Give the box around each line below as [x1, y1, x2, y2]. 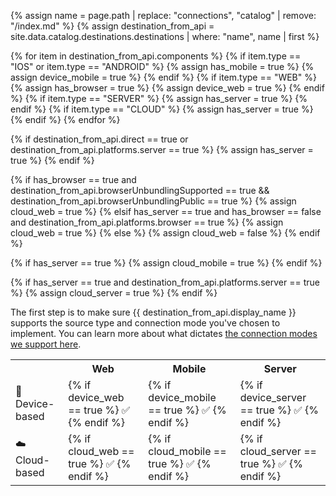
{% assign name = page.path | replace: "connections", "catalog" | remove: [10, 10, 317, 21]
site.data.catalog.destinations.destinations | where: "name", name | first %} [10, 31, 320, 42]
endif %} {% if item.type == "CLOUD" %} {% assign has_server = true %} [10, 103, 314, 115]
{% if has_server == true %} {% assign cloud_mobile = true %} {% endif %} [10, 257, 323, 269]
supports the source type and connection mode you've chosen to [10, 317, 281, 329]
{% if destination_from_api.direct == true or [10, 133, 189, 145]
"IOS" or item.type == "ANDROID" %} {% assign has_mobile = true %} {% [10, 61, 315, 72]
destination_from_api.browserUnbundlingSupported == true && [10, 185, 270, 196]
